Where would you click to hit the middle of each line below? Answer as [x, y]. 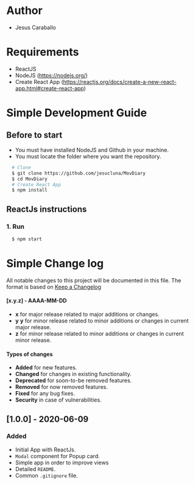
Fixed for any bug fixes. [45, 394]
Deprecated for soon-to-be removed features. [73, 380]
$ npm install [30, 190]
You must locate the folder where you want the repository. [88, 156]
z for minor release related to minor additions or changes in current [99, 333]
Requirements [43, 52]
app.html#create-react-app [49, 88]
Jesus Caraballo [35, 27]
